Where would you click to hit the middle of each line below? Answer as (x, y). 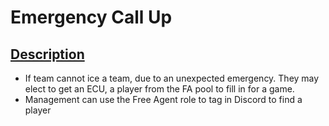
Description (47, 54)
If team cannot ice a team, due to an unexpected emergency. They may (172, 78)
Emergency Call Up (91, 17)
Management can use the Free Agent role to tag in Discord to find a (163, 99)
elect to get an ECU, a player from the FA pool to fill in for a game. (159, 89)
